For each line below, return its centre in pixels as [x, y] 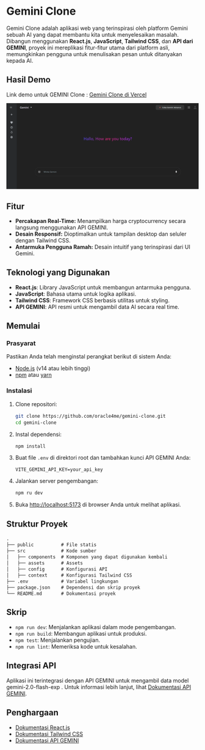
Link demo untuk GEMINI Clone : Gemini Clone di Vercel [77, 94]
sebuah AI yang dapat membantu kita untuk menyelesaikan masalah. [92, 34]
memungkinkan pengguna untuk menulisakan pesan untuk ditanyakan [94, 54]
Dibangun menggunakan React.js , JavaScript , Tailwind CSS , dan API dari [100, 41]
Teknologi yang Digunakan [58, 273]
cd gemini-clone [36, 423]
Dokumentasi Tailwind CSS [49, 734]
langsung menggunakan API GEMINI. [62, 227]
